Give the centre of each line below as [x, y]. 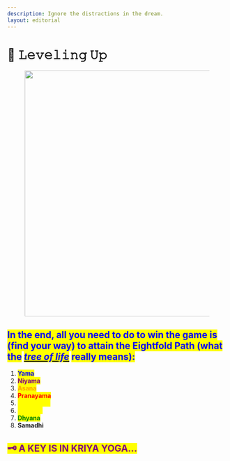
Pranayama [34, 396]
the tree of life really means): [71, 357]
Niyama [29, 381]
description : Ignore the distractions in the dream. [85, 14]
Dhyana [29, 418]
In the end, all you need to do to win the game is [112, 335]
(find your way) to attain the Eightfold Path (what [115, 345]
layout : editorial [34, 20]
